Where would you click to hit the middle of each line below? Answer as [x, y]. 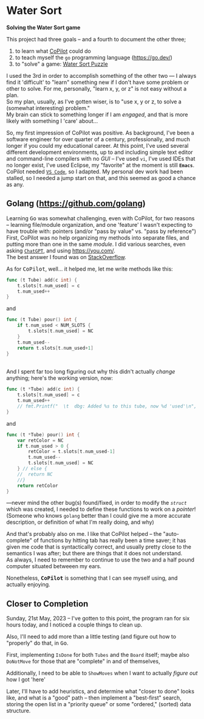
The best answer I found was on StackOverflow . [66, 257]
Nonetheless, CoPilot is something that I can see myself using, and [92, 578]
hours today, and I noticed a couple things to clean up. [74, 625]
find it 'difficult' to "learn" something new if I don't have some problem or [98, 82]
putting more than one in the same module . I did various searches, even [96, 244]
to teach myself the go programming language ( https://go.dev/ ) [94, 57]
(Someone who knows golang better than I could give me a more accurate [99, 516]
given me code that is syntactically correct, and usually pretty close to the [99, 547]
